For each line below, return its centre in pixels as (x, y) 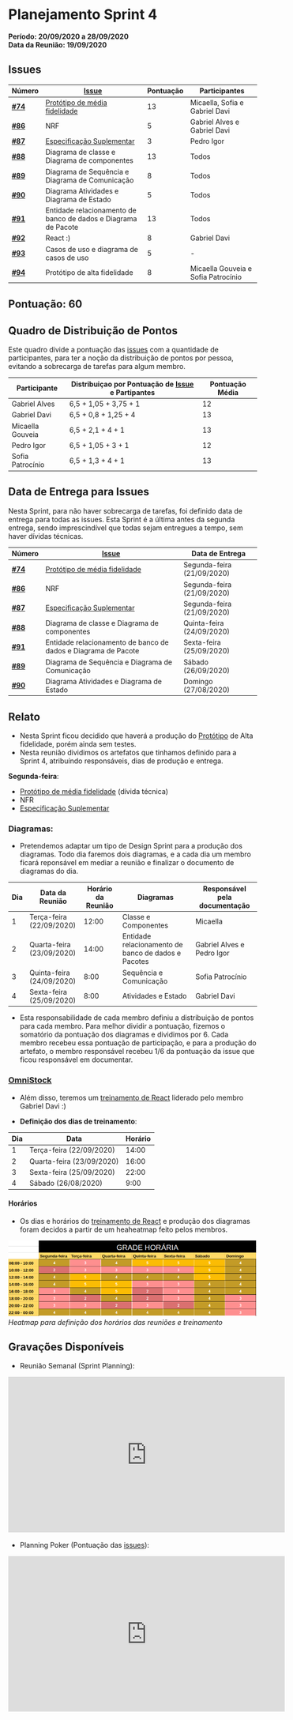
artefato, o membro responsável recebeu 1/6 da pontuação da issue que (137, 1052)
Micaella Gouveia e (221, 268)
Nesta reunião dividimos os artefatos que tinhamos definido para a (128, 753)
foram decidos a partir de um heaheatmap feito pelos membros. (124, 1229)
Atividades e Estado (154, 996)
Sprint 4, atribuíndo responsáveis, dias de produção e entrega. (121, 761)
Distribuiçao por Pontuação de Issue (132, 384)
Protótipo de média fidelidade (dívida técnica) (94, 792)
